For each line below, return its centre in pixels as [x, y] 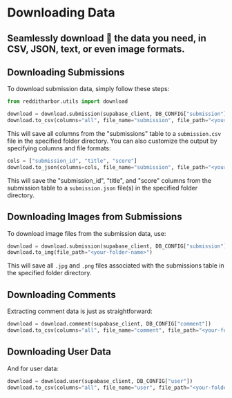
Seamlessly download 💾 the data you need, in [107, 38]
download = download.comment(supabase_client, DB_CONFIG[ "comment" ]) [109, 324]
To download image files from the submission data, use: [87, 233]
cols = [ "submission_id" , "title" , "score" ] [72, 161]
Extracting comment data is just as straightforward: [80, 311]
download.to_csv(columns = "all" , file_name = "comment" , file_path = [103, 330]
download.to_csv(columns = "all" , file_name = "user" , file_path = [98, 388]
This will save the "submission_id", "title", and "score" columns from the [109, 180]
